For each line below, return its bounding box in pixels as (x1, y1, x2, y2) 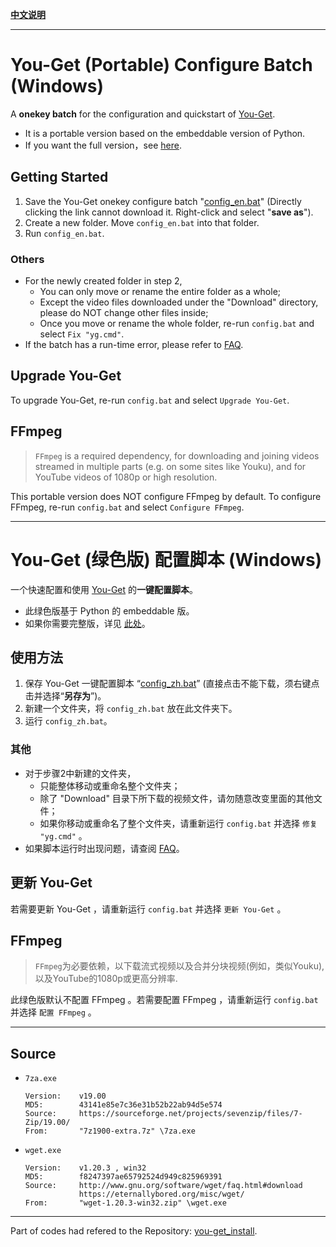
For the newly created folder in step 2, (24, 275, 183, 287)
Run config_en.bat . (24, 227, 105, 239)
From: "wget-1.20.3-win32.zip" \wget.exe (24, 1198, 227, 1208)
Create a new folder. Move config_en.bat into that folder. (24, 216, 260, 228)
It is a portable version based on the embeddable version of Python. (24, 127, 306, 139)
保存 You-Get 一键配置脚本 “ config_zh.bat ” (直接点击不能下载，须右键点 (24, 678, 320, 690)
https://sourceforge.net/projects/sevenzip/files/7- (78, 1109, 303, 1119)
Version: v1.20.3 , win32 (24, 1163, 147, 1173)
